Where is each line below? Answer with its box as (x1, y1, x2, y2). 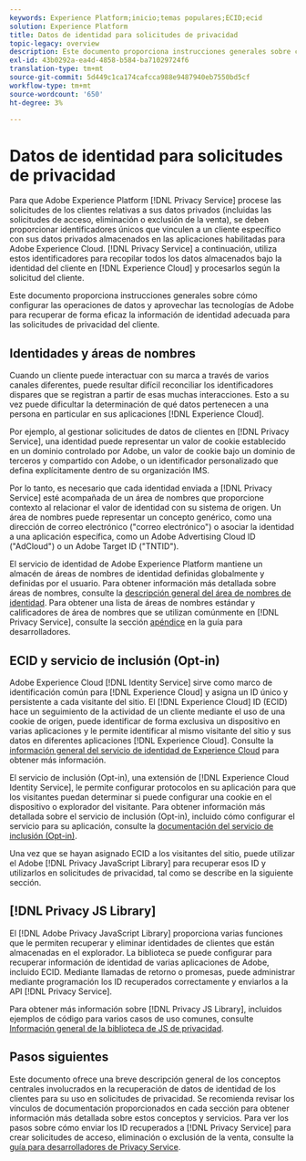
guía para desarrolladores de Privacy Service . (9, 1141, 181, 1152)
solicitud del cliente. (9, 273, 85, 284)
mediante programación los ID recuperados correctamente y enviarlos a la (9, 976, 289, 987)
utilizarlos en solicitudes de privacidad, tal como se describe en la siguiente (9, 867, 294, 878)
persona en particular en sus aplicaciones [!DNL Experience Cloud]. (9, 409, 264, 420)
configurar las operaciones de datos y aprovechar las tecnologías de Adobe (9, 300, 294, 311)
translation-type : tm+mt (9, 65, 104, 74)
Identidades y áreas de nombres (9, 346, 196, 361)
